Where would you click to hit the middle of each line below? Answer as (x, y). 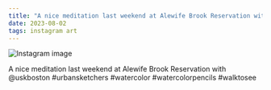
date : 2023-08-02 (38, 23)
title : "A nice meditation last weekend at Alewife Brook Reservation (129, 16)
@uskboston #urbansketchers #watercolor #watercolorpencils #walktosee (132, 78)
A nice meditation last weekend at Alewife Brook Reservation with (117, 69)
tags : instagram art (43, 31)
